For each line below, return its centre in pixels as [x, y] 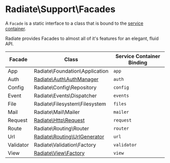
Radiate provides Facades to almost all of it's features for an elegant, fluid [82, 38]
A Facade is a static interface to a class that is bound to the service [74, 23]
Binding [138, 63]
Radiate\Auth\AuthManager [66, 79]
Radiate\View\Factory [59, 153]
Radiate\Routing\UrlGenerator [69, 136]
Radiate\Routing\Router [61, 128]
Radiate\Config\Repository [65, 87]
